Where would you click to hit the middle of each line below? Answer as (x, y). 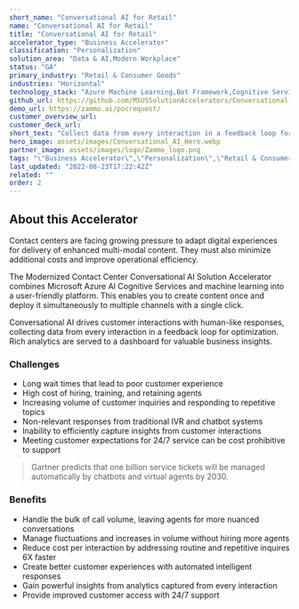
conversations (48, 528)
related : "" (31, 175)
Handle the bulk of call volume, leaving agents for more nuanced (141, 519)
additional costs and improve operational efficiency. (104, 259)
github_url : (31, 100)
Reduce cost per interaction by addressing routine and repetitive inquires (156, 548)
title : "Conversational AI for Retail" (83, 34)
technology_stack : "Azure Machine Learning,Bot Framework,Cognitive (139, 92)
